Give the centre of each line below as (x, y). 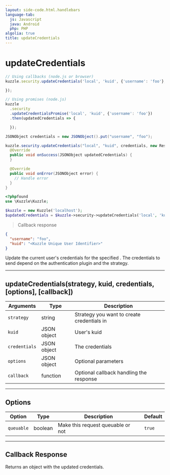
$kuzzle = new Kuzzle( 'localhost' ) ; (44, 211)
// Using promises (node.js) (36, 100)
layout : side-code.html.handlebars (43, 10)
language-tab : (20, 15)
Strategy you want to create (108, 315)
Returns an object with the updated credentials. (55, 467)
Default (153, 416)
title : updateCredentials (32, 38)
